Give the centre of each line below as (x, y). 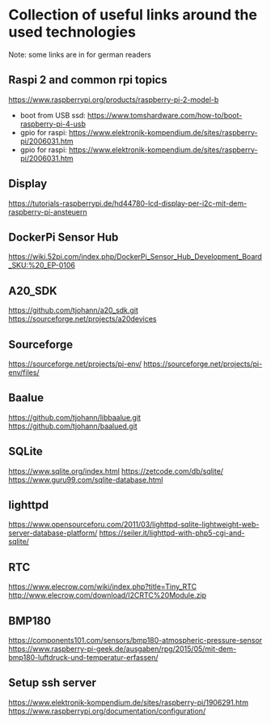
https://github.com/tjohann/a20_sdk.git (74, 310)
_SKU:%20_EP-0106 (42, 266)
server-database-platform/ (53, 533)
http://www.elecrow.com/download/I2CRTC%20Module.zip (108, 595)
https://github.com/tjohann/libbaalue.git (75, 417)
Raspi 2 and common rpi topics (88, 80)
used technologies (72, 32)
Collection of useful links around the (133, 15)
